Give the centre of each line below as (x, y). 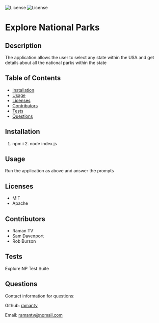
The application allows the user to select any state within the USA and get (80, 57)
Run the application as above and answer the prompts (60, 171)
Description (23, 46)
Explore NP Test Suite (27, 268)
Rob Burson (24, 241)
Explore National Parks (53, 28)
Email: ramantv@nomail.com (34, 315)
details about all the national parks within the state (56, 63)
